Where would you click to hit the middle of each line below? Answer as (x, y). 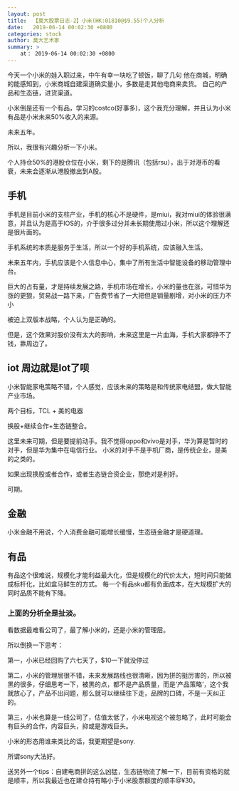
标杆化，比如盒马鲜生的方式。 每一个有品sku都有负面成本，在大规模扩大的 (122, 584)
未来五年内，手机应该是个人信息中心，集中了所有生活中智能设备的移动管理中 (119, 262)
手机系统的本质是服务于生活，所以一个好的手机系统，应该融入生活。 (107, 247)
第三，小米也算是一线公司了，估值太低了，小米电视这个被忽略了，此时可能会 (119, 718)
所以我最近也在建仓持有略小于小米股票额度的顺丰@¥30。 (115, 780)
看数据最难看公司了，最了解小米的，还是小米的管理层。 (88, 630)
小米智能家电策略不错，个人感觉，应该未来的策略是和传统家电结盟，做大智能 (119, 386)
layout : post (27, 14)
